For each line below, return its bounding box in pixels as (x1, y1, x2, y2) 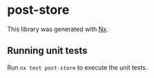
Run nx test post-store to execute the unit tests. (7, 63, 148, 71)
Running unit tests (7, 45, 88, 57)
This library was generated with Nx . (7, 25, 108, 33)
